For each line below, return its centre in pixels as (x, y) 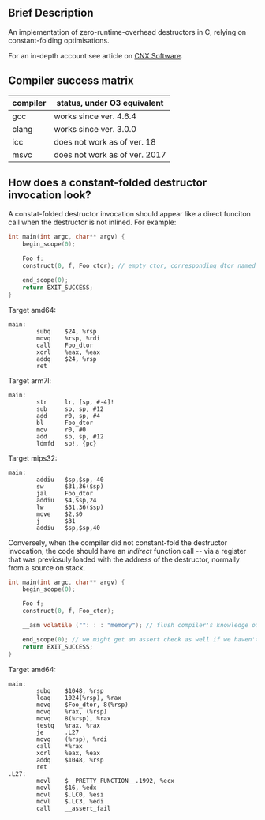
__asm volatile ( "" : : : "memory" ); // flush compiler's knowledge (135, 626)
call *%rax (60, 746)
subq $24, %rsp (67, 331)
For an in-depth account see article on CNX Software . (95, 55)
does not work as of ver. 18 (105, 141)
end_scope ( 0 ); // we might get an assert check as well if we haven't (141, 639)
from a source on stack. (47, 567)
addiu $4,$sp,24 (67, 500)
